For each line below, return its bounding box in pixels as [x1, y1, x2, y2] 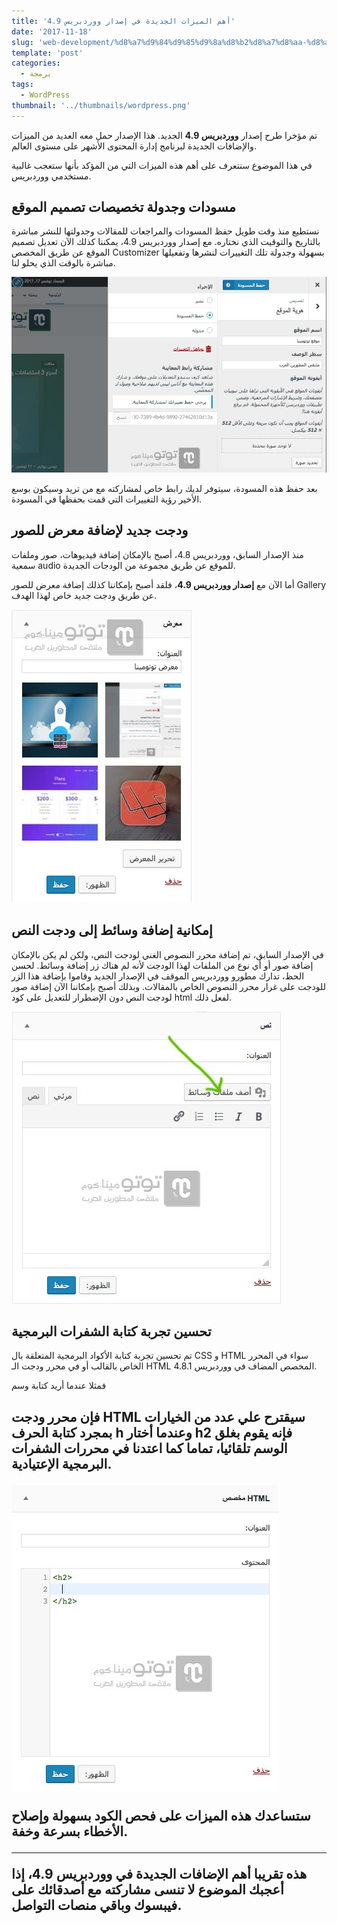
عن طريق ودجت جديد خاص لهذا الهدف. [11, 589, 158, 601]
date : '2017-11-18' [11, 26, 93, 37]
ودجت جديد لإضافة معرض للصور [11, 522, 189, 539]
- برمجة [20, 69, 53, 79]
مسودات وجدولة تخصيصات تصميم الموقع [11, 199, 236, 216]
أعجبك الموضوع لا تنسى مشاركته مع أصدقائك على [11, 1881, 284, 1898]
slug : [11, 37, 34, 47]
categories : [11, 58, 61, 69]
